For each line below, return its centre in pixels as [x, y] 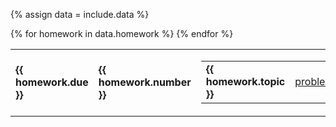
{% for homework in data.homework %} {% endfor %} [122, 33]
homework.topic [245, 81]
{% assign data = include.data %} [80, 14]
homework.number [145, 82]
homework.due [52, 82]
